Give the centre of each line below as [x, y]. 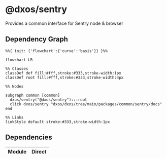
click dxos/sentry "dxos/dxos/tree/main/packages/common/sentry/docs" [86, 104]
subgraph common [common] [32, 95]
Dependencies [29, 137]
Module [17, 151]
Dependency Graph [37, 39]
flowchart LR [19, 60]
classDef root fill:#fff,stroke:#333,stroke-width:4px [64, 77]
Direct [39, 151]
